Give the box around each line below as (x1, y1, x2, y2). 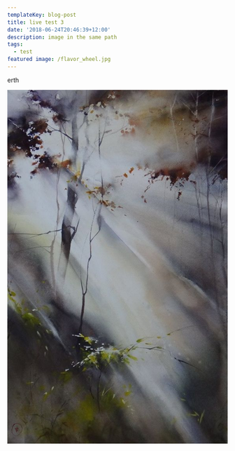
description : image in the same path (7, 34, 117, 41)
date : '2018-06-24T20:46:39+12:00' (7, 26, 111, 33)
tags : (7, 41, 23, 48)
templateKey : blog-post (7, 11, 77, 18)
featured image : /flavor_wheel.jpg (7, 56, 111, 63)
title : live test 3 (7, 18, 64, 26)
